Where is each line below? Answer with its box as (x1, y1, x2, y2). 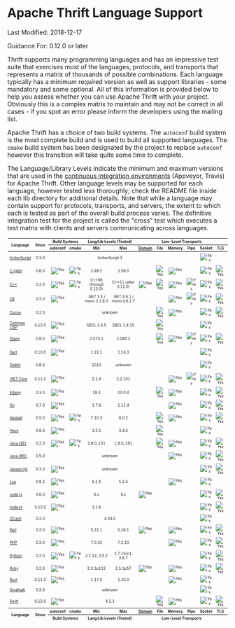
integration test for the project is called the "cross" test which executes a (7, 216, 218, 225)
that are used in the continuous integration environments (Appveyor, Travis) (7, 172, 225, 180)
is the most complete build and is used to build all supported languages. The (7, 135, 227, 144)
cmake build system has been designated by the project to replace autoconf (7, 143, 222, 151)
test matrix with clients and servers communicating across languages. (7, 223, 209, 232)
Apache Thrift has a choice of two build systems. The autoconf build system (7, 128, 227, 137)
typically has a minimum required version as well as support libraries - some (7, 77, 227, 85)
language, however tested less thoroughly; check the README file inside (7, 186, 217, 195)
